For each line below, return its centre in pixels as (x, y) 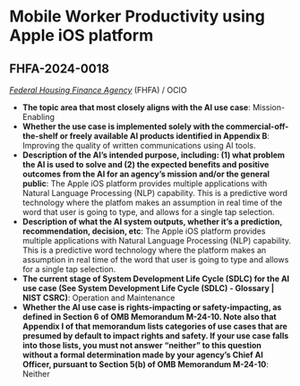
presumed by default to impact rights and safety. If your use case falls (155, 336)
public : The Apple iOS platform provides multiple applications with (145, 184)
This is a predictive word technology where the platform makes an (144, 250)
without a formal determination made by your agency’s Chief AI (143, 355)
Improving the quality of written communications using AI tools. (139, 146)
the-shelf (40, 136)
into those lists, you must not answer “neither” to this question (142, 345)
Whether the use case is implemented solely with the (123, 126)
